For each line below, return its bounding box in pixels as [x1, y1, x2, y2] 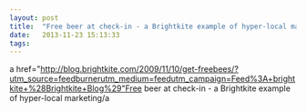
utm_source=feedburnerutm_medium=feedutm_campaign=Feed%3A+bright [9, 74, 296, 85]
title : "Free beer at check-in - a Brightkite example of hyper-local [9, 22, 287, 31]
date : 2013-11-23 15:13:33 [9, 30, 120, 39]
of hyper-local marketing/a [9, 93, 110, 104]
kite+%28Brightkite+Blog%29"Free [9, 83, 143, 94]
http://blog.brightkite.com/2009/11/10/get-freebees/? [40, 64, 240, 75]
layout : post [9, 13, 59, 23]
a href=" [9, 64, 41, 75]
